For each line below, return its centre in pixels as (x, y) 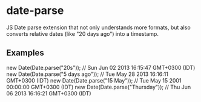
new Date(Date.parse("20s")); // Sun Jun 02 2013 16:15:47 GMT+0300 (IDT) (101, 67)
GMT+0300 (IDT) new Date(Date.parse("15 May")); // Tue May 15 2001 (94, 80)
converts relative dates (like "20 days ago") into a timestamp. (83, 33)
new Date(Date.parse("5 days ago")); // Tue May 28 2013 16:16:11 (87, 74)
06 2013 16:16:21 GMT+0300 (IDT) (49, 93)
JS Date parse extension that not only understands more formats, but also (98, 27)
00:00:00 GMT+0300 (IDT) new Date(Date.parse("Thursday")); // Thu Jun (99, 87)
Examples (25, 53)
